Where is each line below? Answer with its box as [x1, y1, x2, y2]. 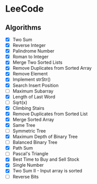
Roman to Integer [12, 54, 49, 60]
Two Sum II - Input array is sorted [12, 168, 82, 174]
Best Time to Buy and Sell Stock [12, 156, 79, 162]
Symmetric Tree [12, 128, 46, 134]
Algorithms [5, 23, 41, 32]
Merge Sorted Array [12, 116, 55, 122]
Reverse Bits [12, 173, 39, 179]
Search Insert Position [12, 82, 59, 88]
